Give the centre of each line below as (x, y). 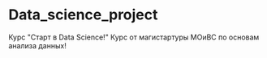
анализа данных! (37, 45)
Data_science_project (83, 15)
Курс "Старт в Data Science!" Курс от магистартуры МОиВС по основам (134, 37)
